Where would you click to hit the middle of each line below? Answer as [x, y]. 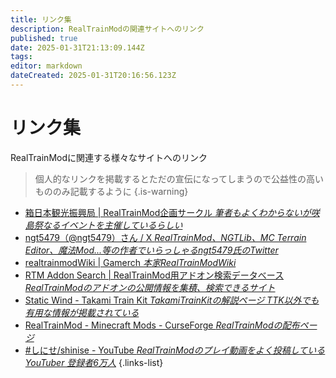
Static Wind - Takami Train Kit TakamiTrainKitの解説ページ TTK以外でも [172, 300]
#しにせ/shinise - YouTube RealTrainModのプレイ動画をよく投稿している [175, 350]
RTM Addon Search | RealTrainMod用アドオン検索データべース [154, 275]
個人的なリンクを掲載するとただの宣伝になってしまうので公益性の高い [179, 178]
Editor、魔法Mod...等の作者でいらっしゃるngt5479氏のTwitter [151, 250]
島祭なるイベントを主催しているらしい [103, 225]
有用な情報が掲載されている [82, 312]
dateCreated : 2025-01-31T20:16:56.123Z [93, 76]
